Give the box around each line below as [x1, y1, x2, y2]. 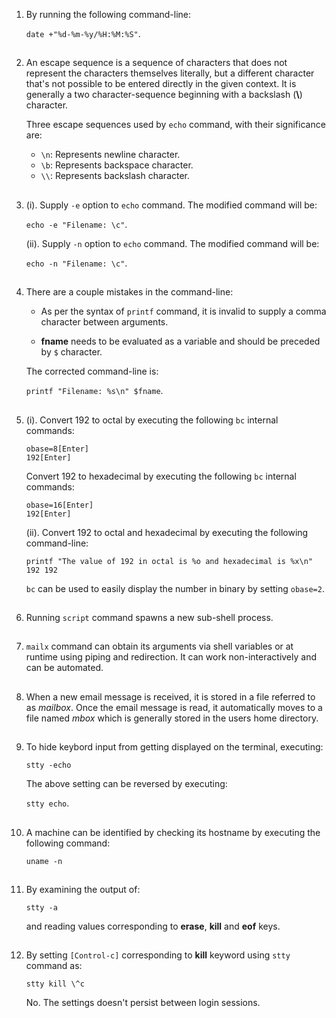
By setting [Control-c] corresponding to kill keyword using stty [25, 949, 291, 961]
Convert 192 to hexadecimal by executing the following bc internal [25, 470, 297, 482]
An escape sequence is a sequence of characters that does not [25, 57, 288, 69]
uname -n [25, 856, 63, 866]
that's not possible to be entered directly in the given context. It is [25, 78, 297, 90]
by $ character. [40, 346, 103, 358]
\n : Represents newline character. [40, 149, 181, 161]
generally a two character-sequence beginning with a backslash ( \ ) [25, 89, 303, 101]
